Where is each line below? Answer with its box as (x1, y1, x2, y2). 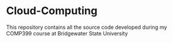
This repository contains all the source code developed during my (6, 24, 168, 31)
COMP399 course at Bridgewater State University (6, 29, 128, 37)
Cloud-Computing (6, 4, 98, 18)
